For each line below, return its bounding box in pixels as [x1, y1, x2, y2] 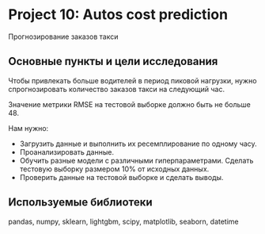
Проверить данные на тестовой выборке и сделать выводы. [19, 172, 224, 182]
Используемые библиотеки [8, 196, 153, 209]
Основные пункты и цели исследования [8, 55, 218, 68]
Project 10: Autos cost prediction [8, 6, 228, 24]
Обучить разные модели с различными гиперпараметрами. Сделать [19, 155, 254, 165]
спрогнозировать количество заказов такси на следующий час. [8, 84, 225, 94]
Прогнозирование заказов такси [8, 32, 119, 41]
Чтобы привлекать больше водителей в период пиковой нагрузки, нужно [8, 75, 257, 85]
